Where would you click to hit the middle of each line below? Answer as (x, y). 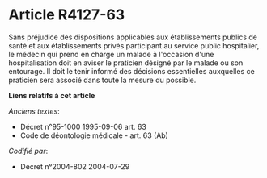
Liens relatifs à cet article (52, 95)
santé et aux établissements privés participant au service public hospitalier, (134, 45)
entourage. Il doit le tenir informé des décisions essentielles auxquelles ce (131, 71)
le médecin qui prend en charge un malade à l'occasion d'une (111, 54)
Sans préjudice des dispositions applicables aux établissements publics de (133, 37)
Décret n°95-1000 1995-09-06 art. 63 (83, 126)
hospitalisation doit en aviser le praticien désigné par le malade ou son (126, 63)
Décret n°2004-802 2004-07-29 (75, 166)
